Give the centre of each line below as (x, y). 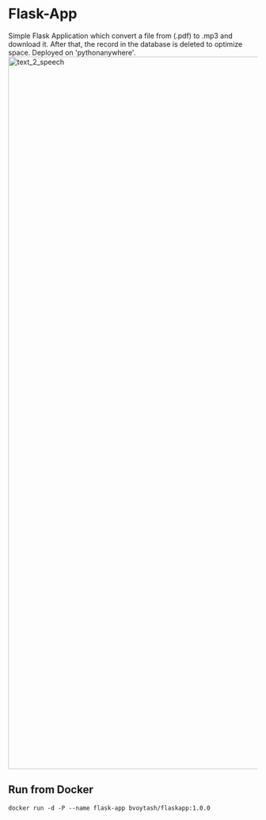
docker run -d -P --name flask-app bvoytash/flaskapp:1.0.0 (110, 808)
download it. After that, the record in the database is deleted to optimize (125, 44)
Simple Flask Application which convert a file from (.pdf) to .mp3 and (121, 36)
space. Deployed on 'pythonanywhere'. (72, 52)
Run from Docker (51, 790)
